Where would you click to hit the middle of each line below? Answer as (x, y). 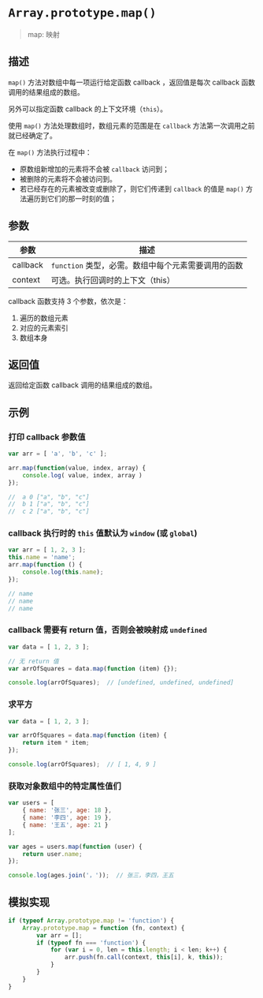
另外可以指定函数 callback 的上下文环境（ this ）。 (88, 109)
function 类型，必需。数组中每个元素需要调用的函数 (147, 265)
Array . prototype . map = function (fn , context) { (104, 928)
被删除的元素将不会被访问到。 (68, 178)
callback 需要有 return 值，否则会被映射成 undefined (107, 630)
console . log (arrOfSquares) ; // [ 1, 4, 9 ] (82, 764)
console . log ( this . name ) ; (63, 572)
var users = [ (31, 803)
